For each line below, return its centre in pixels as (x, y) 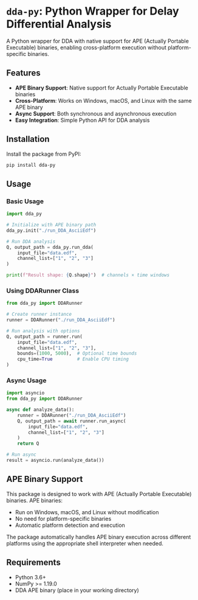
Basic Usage (25, 201)
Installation (28, 139)
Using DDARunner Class (43, 290)
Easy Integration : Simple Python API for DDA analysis (82, 120)
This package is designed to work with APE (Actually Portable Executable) (99, 494)
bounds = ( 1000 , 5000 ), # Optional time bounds (77, 354)
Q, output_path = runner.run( (45, 337)
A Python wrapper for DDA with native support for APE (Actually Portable (98, 41)
